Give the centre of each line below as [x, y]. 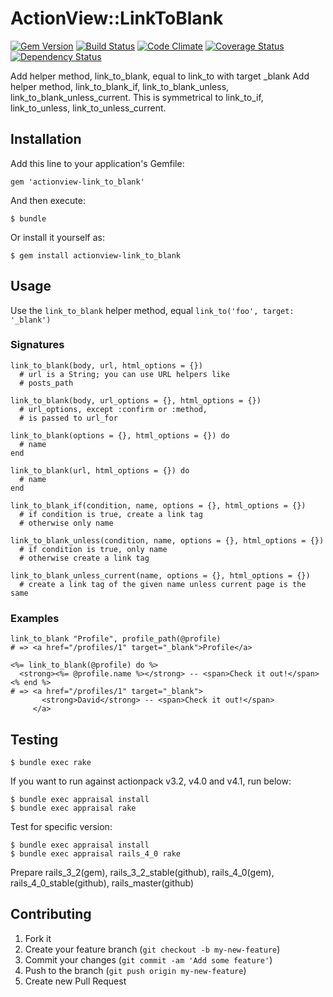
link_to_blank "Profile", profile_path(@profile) [116, 639]
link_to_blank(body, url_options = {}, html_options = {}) [136, 400]
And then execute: [48, 200]
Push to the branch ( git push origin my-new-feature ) [135, 970]
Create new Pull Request [75, 981]
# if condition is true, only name [93, 549]
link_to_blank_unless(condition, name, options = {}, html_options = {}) [167, 540]
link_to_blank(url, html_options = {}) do [100, 470]
